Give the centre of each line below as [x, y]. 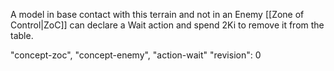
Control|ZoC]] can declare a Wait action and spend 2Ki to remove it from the [167, 25]
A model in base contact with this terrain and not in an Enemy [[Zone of [157, 14]
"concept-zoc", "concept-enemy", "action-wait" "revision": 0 [136, 55]
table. [22, 35]
